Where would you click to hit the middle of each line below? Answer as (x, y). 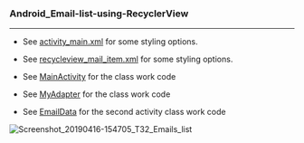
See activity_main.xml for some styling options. (110, 42)
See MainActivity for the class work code (99, 77)
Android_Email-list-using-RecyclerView (99, 14)
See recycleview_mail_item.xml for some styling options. (128, 59)
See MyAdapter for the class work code (96, 94)
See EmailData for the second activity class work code (124, 112)
